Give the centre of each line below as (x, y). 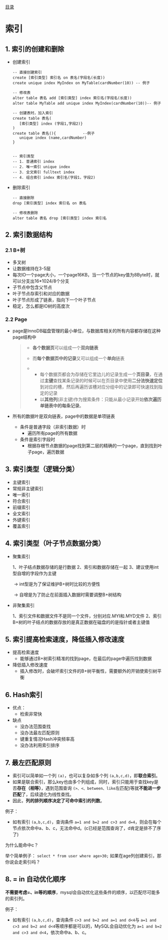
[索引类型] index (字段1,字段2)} (51, 124)
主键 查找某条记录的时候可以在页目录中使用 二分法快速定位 (103, 380)
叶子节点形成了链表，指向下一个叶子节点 (54, 299)
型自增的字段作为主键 (34, 573)
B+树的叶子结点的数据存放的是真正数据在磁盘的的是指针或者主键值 (81, 622)
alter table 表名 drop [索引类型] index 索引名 (59, 218)
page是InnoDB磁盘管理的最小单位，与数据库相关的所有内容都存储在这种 (86, 331)
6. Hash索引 (24, 695)
